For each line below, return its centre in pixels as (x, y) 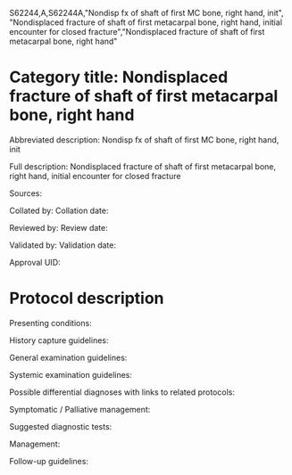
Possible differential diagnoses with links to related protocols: (122, 392)
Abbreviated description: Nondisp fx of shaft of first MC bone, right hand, (144, 139)
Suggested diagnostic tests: (61, 426)
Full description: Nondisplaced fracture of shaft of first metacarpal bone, (143, 166)
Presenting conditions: (50, 323)
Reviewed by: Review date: (59, 227)
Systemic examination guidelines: (71, 374)
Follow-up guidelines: (49, 461)
